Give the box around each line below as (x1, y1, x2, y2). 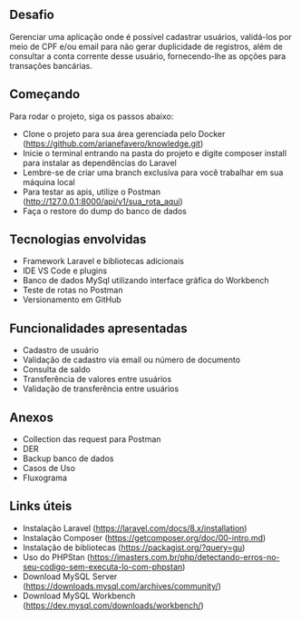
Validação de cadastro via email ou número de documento (22, 354, 241, 366)
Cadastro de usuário (22, 345, 100, 356)
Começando (9, 86, 81, 103)
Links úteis (9, 498, 73, 514)
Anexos (9, 409, 54, 425)
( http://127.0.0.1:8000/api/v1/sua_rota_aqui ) (22, 195, 183, 207)
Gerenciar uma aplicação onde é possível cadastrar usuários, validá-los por (9, 31, 292, 42)
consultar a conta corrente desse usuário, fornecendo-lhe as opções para (9, 50, 286, 62)
